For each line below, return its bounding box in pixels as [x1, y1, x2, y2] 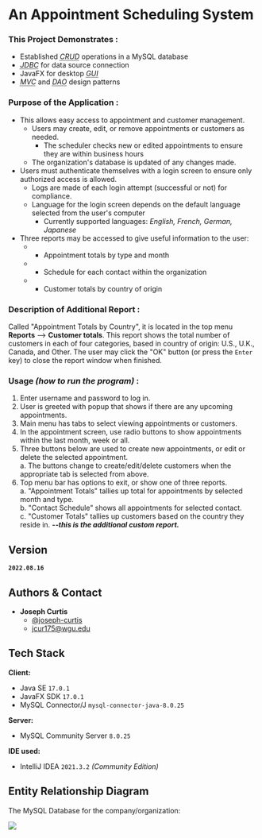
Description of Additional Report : [8, 303, 141, 315]
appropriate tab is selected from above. [19, 469, 149, 479]
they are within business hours [43, 149, 144, 158]
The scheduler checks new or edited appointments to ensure [43, 141, 244, 150]
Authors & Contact [8, 585, 102, 599]
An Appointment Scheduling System [8, 6, 254, 24]
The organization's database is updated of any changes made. [31, 157, 237, 167]
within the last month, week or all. [19, 435, 130, 446]
